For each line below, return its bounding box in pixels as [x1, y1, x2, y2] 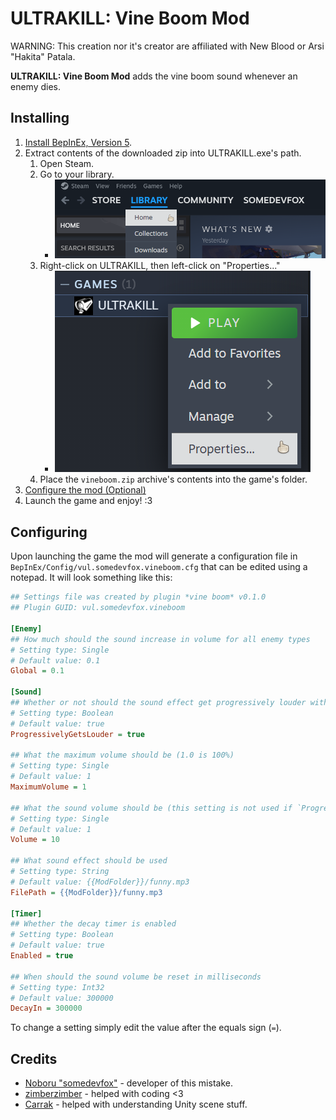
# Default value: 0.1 [10, 655, 101, 666]
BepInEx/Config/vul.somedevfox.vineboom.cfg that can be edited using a [10, 561, 308, 573]
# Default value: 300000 [10, 993, 114, 1003]
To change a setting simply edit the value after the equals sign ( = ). [10, 1022, 282, 1034]
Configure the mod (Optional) [24, 484, 147, 496]
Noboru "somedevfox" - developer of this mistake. [24, 1077, 233, 1089]
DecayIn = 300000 [10, 1003, 83, 1014]
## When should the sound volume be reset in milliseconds [10, 972, 262, 982]
